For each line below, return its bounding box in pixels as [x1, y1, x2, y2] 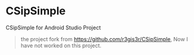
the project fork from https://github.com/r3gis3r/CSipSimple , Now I [20, 35, 189, 42]
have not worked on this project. [20, 42, 102, 49]
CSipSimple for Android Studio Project [5, 24, 101, 31]
